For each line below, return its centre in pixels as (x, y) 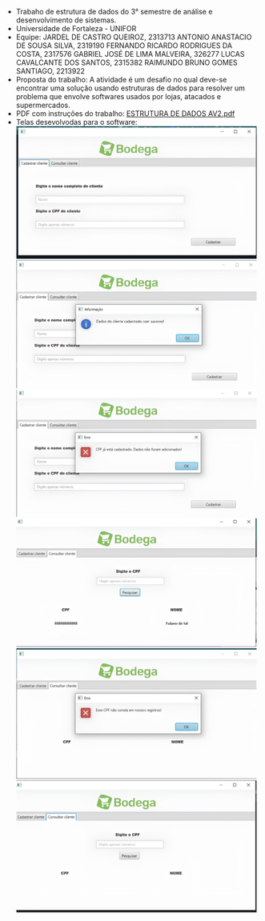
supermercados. (43, 105)
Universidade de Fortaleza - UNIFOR (76, 28)
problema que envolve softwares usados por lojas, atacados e (118, 96)
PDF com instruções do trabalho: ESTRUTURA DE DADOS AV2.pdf (125, 114)
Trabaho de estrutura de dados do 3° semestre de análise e (114, 12)
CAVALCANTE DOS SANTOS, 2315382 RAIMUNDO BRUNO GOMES (126, 62)
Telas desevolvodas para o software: (76, 122)
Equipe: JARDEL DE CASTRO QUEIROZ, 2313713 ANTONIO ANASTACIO (134, 37)
